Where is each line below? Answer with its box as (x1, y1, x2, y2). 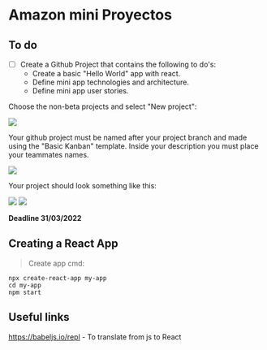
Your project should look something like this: (8, 181, 157, 191)
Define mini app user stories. (32, 86, 129, 96)
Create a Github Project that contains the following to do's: (19, 59, 217, 69)
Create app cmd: (28, 258, 85, 268)
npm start (8, 288, 42, 296)
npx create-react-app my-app (8, 274, 107, 282)
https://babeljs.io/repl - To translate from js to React (8, 331, 182, 342)
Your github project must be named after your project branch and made (8, 132, 248, 143)
